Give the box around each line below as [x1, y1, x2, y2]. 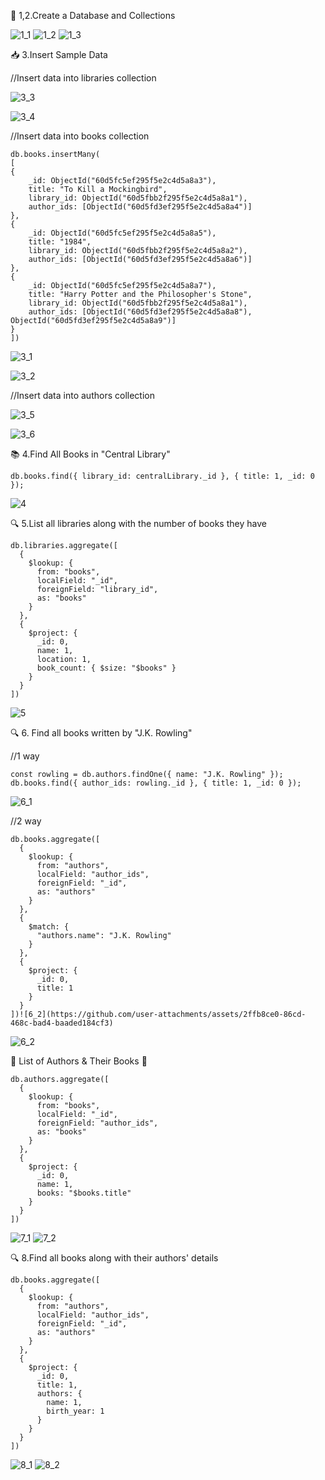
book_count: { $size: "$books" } [36, 663, 177, 673]
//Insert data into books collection [10, 130, 150, 142]
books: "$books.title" [36, 1188, 132, 1198]
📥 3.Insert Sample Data [10, 49, 108, 60]
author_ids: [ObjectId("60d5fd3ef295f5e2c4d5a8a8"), [28, 307, 253, 317]
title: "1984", [28, 237, 92, 247]
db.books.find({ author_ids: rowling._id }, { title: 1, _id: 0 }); [10, 778, 302, 788]
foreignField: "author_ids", [36, 1118, 159, 1128]
